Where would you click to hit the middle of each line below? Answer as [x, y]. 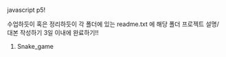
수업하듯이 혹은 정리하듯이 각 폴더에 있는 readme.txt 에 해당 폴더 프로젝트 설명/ [113, 24]
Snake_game [35, 46]
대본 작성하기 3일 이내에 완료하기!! [53, 33]
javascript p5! [26, 10]
